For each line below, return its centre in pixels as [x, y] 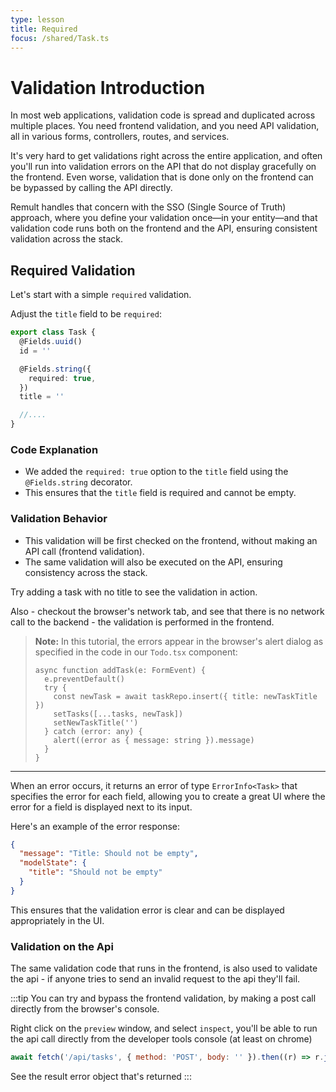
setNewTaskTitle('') [96, 722]
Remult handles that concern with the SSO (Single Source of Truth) [148, 207]
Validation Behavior [59, 519]
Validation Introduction [108, 87]
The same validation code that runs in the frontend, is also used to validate [164, 968]
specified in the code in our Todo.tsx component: [136, 652]
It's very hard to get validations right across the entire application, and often [166, 156]
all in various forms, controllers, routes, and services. [120, 137]
